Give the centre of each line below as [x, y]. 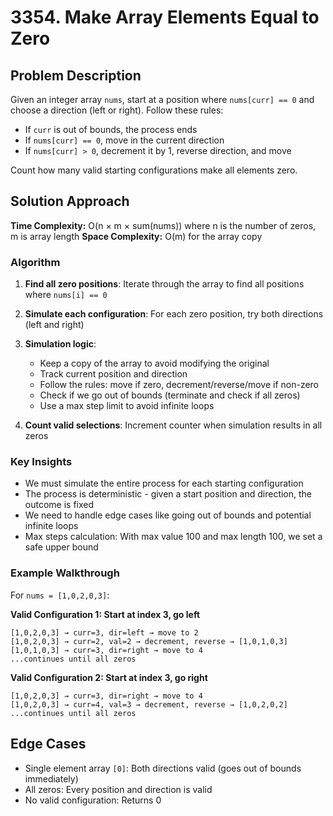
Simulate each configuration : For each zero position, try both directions [174, 314]
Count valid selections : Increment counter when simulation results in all [173, 425]
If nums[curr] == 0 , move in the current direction [124, 140]
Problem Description [76, 75]
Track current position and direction [113, 374]
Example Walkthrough [65, 573]
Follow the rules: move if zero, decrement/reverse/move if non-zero [179, 385]
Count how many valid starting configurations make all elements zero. [154, 170]
